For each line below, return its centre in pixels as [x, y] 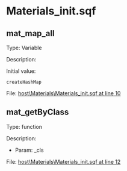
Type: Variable [24, 48]
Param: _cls [29, 150]
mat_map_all [30, 33]
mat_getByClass [38, 112]
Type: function [24, 126]
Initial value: [21, 71]
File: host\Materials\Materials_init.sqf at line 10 [63, 93]
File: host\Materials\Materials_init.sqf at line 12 [63, 161]
